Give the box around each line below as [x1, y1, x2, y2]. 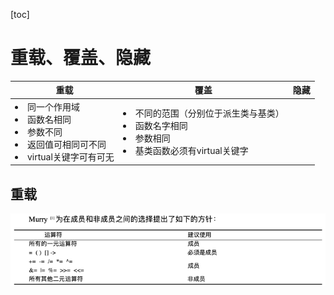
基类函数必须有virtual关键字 [134, 144, 249, 156]
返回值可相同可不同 [27, 138, 107, 150]
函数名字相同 [134, 119, 188, 131]
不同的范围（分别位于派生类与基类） [134, 107, 285, 119]
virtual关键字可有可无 [27, 150, 115, 163]
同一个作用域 [27, 100, 80, 113]
